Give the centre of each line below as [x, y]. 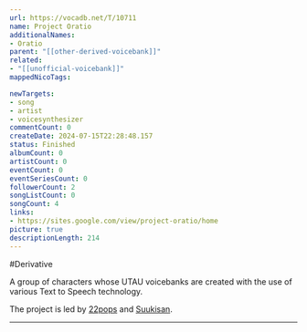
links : [22, 213]
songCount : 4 [34, 204]
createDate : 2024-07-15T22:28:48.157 [81, 136]
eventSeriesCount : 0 [49, 179]
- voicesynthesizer [47, 119]
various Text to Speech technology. [76, 291]
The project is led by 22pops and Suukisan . [91, 309]
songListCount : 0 [42, 196]
